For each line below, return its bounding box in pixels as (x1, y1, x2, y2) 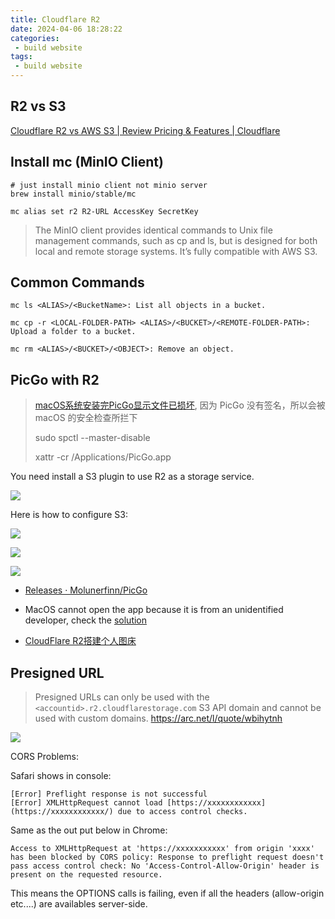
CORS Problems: (10, 751, 80, 763)
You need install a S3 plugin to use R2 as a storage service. (10, 471, 255, 483)
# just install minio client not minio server (10, 180, 208, 190)
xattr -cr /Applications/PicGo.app (34, 451, 172, 463)
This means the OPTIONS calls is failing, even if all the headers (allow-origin (10, 887, 325, 900)
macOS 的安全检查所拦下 (34, 412, 138, 424)
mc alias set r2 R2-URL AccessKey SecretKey (10, 206, 199, 216)
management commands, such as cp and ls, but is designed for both (34, 234, 318, 246)
